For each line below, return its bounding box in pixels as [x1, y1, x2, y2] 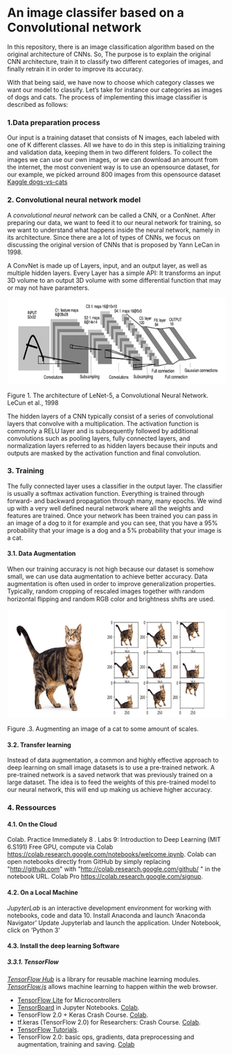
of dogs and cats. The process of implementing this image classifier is [7, 92, 208, 101]
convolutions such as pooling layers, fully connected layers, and [7, 434, 190, 442]
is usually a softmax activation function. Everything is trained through [7, 489, 205, 497]
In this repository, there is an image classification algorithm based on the [7, 42, 215, 51]
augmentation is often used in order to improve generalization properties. [7, 580, 216, 588]
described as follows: [7, 100, 69, 108]
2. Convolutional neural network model [7, 195, 141, 205]
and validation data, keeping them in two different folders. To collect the [7, 148, 213, 157]
